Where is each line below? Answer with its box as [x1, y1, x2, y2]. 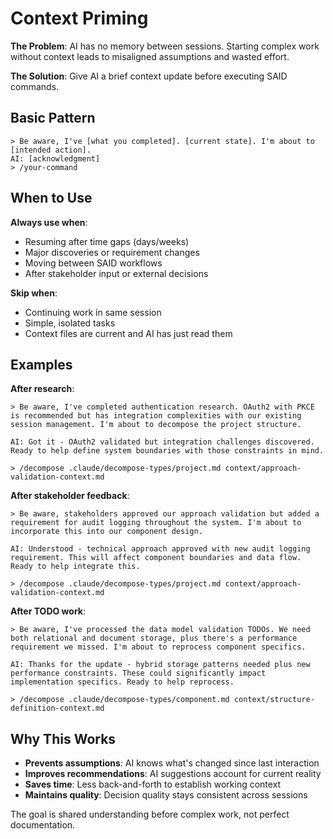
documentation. [10, 819, 76, 831]
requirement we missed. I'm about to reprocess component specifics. [10, 642, 307, 652]
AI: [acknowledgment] [10, 153, 101, 164]
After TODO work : [10, 605, 86, 617]
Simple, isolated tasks [24, 317, 116, 329]
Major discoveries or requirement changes [24, 246, 200, 258]
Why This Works [10, 730, 117, 747]
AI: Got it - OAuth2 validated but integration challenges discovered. [10, 437, 315, 447]
